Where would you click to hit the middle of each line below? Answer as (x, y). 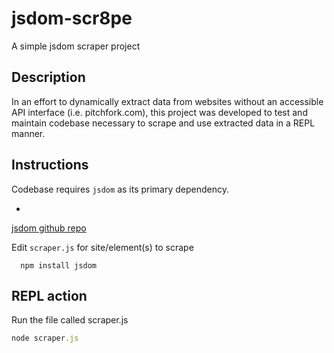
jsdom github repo (49, 228)
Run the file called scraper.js (70, 320)
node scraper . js (45, 338)
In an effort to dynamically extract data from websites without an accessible (167, 101)
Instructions (50, 165)
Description (48, 77)
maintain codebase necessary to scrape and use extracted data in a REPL (163, 123)
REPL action (49, 295)
